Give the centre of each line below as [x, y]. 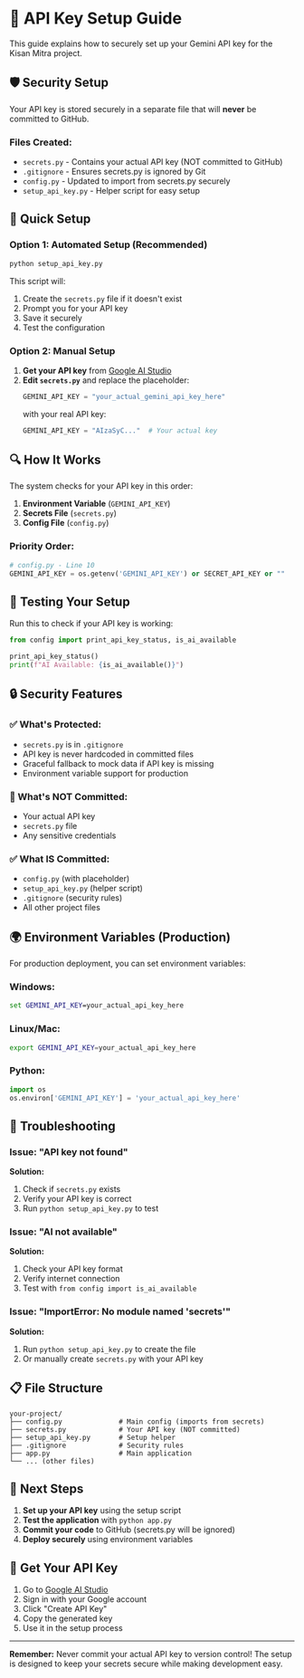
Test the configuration [64, 327]
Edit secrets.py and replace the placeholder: [106, 380]
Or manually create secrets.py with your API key [113, 1359]
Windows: [33, 987]
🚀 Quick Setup [50, 219]
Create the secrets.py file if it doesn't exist [102, 299]
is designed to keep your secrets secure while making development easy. [146, 1664]
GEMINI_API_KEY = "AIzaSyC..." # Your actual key [120, 430]
